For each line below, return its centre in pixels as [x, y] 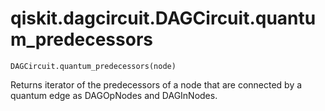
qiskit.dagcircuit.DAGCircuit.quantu [163, 18]
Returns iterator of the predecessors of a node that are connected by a [156, 84]
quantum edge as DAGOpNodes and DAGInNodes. [114, 95]
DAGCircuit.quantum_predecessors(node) [93, 66]
